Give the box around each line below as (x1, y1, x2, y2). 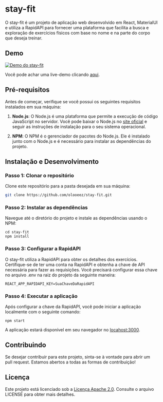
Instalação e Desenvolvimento (5, 157, 99, 166)
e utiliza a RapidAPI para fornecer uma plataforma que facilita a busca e (5, 24, 149, 30)
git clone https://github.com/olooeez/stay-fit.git (5, 192, 112, 198)
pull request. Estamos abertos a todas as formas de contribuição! (5, 359, 136, 365)
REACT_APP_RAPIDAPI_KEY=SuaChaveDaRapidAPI (5, 281, 95, 286)
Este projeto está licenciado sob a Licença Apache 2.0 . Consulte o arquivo (5, 386, 154, 392)
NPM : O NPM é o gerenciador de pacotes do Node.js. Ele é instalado (12, 133, 150, 139)
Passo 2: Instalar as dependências (5, 204, 88, 211)
